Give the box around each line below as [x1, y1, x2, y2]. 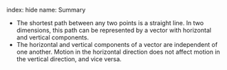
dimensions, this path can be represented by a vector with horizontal [16, 27, 211, 34]
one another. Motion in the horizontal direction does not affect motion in [16, 48, 221, 56]
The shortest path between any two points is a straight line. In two [16, 19, 204, 27]
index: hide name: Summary [6, 6, 86, 14]
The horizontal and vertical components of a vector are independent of [16, 41, 218, 48]
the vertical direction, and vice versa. [16, 55, 122, 63]
